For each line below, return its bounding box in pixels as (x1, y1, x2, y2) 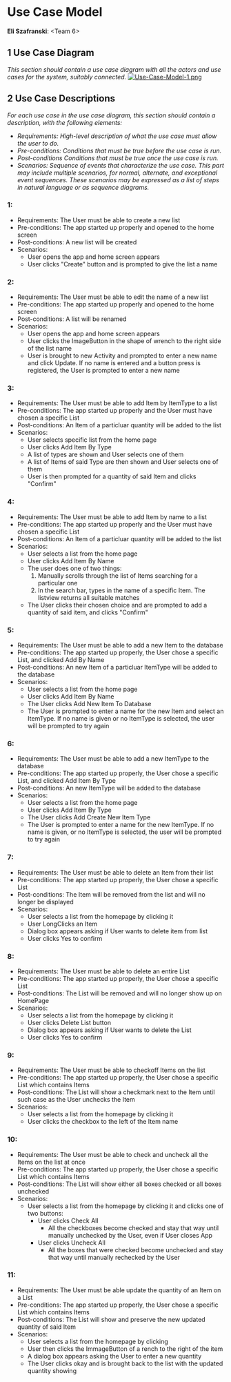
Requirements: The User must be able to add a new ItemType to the (17, 755, 209, 763)
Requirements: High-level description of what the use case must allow (17, 132, 217, 140)
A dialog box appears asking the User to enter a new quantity (27, 1352, 202, 1360)
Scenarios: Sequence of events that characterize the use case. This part (17, 161, 224, 169)
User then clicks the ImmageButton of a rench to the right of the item (27, 1344, 223, 1353)
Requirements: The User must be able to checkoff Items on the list (17, 1066, 205, 1074)
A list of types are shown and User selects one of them (27, 450, 184, 459)
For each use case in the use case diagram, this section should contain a (7, 111, 216, 119)
